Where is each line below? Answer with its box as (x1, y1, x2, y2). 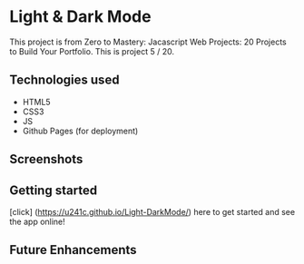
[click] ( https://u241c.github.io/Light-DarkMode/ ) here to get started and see (9, 206, 296, 217)
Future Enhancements (9, 242, 138, 258)
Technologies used (9, 73, 120, 88)
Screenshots (9, 152, 83, 167)
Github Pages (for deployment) (22, 125, 139, 136)
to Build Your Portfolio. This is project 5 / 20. (9, 45, 175, 56)
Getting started (9, 182, 98, 198)
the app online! (9, 216, 65, 227)
